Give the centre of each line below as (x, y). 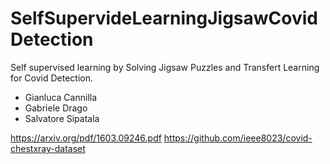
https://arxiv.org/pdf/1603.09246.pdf (86, 138)
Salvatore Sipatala (62, 118)
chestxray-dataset (48, 148)
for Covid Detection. (52, 78)
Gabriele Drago (56, 108)
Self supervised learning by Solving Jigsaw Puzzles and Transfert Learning (165, 67)
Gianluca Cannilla (61, 97)
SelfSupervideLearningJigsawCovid (164, 18)
